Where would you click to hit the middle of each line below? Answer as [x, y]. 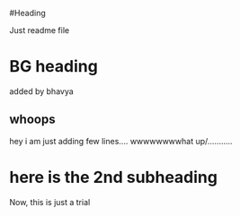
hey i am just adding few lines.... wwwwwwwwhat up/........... [121, 141]
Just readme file [40, 30]
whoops [32, 120]
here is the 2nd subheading [114, 177]
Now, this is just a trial [50, 202]
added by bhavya [41, 91]
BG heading [54, 67]
